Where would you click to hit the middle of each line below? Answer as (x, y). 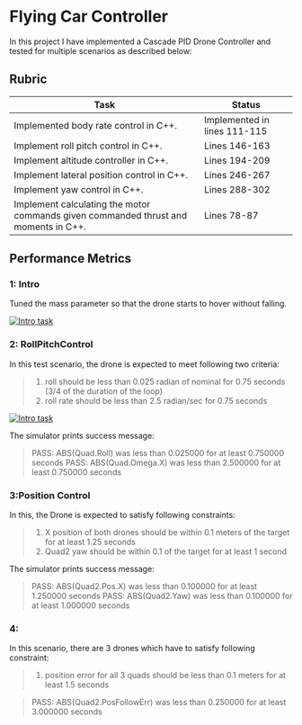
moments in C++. (50, 227)
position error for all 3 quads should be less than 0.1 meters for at (165, 676)
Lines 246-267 (237, 175)
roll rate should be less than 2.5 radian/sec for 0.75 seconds (156, 400)
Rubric (28, 80)
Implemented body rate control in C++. (96, 125)
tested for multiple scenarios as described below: (101, 50)
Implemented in (236, 120)
